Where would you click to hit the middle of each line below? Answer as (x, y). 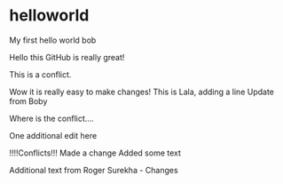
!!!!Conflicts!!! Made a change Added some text (95, 153)
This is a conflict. (40, 74)
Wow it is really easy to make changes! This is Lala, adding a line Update (142, 92)
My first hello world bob (53, 40)
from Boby (28, 101)
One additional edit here (53, 135)
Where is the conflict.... (52, 118)
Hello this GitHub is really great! (67, 57)
